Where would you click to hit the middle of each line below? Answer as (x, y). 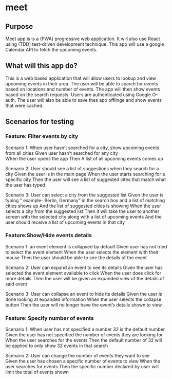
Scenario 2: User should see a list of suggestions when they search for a (82, 168)
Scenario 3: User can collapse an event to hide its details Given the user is (84, 294)
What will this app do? (42, 66)
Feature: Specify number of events (50, 318)
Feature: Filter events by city (42, 136)
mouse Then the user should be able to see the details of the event (76, 257)
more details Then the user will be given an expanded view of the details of (85, 278)
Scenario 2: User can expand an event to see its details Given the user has (84, 267)
